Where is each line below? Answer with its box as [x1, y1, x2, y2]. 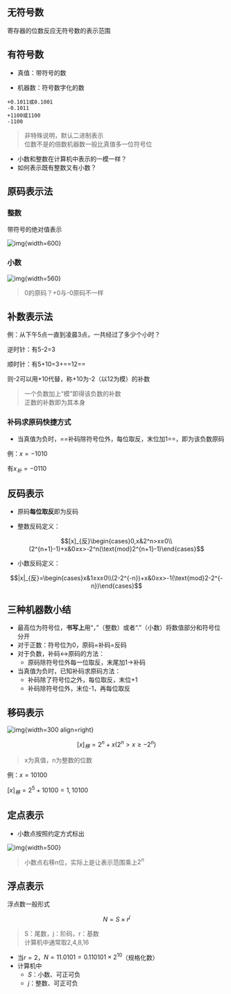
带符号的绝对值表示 [7, 225, 62, 234]
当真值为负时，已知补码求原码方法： [17, 667, 121, 675]
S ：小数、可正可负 [27, 970, 81, 979]
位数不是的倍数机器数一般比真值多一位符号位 [24, 140, 153, 148]
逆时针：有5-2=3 [7, 345, 55, 353]
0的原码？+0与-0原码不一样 [24, 288, 104, 297]
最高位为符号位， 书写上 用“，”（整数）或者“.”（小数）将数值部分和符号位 [17, 623, 221, 632]
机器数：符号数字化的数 [17, 83, 85, 92]
